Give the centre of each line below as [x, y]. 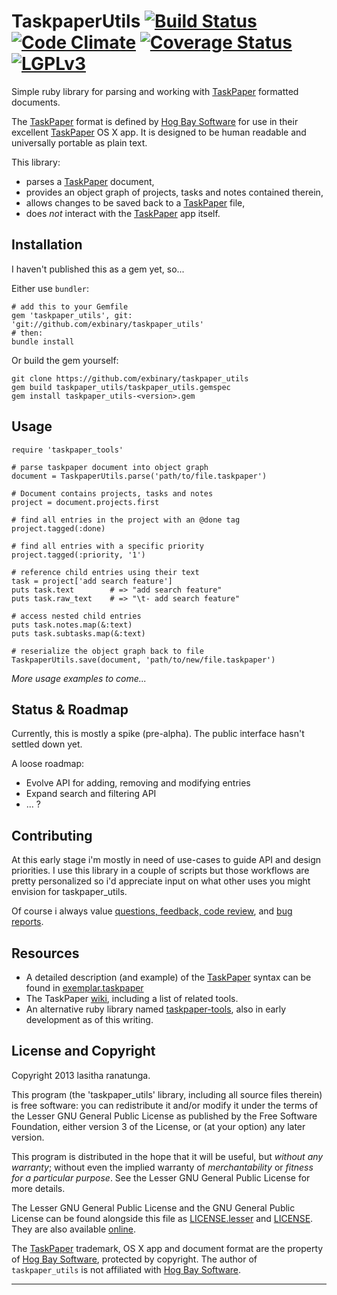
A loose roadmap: [47, 764]
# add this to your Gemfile [70, 306]
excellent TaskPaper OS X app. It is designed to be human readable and [159, 132]
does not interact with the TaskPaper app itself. [123, 213]
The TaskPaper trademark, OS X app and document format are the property [167, 1248]
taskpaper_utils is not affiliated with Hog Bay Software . [126, 1269]
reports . [27, 922]
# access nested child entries [76, 616]
